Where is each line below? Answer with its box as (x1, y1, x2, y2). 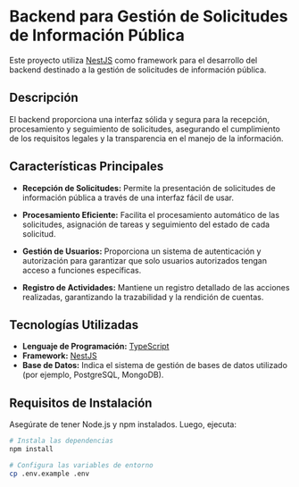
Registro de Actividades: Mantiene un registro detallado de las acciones (21, 281, 290, 292)
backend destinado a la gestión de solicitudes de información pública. (9, 64, 267, 75)
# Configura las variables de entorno (9, 460, 154, 470)
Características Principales (9, 159, 164, 174)
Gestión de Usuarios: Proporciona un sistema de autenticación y (21, 246, 262, 256)
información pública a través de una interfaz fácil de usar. (21, 192, 235, 203)
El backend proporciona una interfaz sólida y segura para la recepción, (9, 113, 270, 124)
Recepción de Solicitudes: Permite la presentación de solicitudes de (21, 182, 276, 193)
